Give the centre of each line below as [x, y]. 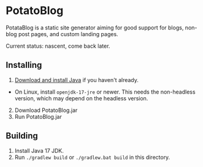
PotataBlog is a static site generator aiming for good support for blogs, [95, 28]
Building [22, 136]
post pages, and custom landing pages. [68, 34]
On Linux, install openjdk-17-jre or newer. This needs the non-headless [105, 92]
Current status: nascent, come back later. [58, 46]
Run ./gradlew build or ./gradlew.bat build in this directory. [92, 157]
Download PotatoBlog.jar [46, 110]
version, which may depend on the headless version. [81, 98]
